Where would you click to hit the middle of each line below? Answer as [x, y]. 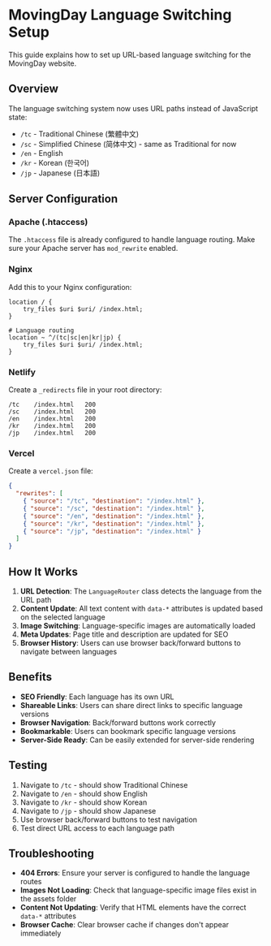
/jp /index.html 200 [52, 433]
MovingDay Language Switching [120, 15]
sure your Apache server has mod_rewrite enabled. [93, 248]
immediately [41, 933]
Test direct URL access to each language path [97, 828]
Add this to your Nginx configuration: [70, 287]
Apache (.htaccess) [48, 222]
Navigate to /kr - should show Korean [84, 802]
